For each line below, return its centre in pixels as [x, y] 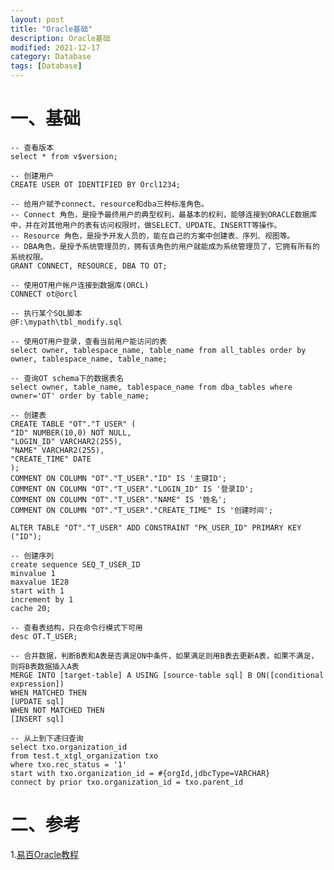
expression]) [37, 684]
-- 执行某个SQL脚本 [46, 313]
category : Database [51, 57]
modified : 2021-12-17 [55, 47]
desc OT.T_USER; [44, 636]
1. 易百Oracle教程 [45, 854]
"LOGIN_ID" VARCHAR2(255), [66, 441]
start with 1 [37, 591]
